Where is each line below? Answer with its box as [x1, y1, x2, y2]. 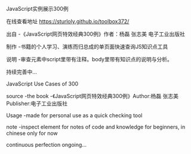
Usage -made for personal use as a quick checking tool [6, 112, 143, 119]
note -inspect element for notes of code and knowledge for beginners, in [6, 124, 186, 130]
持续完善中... [6, 68, 38, 76]
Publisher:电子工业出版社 [6, 100, 67, 107]
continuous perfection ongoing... [6, 142, 87, 148]
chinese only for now [6, 130, 58, 137]
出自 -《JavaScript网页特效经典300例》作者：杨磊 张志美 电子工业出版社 [6, 30, 185, 37]
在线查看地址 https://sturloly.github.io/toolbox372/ [6, 18, 130, 25]
